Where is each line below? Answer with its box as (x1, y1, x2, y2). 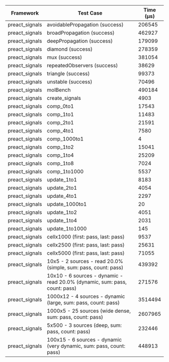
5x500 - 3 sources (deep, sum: (47, 322, 122, 328)
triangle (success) (47, 70, 90, 77)
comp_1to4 (47, 152, 74, 159)
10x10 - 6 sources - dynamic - (47, 272, 123, 279)
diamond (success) (47, 46, 93, 52)
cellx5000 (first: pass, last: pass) (47, 250, 125, 257)
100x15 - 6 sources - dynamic (47, 336, 122, 343)
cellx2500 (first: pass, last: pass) (47, 242, 125, 248)
